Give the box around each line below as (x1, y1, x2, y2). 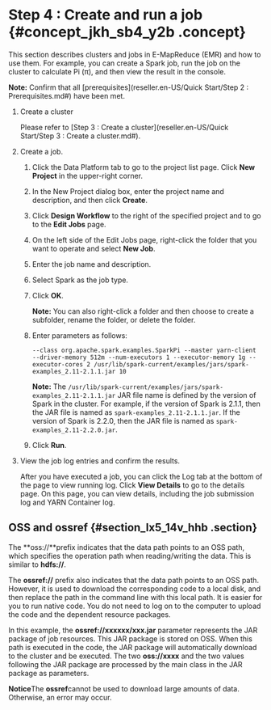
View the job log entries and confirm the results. (19, 455, 180, 466)
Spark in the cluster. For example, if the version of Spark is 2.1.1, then (31, 399, 261, 408)
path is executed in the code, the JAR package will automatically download (8, 642, 257, 652)
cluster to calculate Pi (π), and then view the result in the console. (8, 66, 226, 76)
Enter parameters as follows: (31, 330, 127, 340)
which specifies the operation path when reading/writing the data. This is (8, 551, 252, 560)
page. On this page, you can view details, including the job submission (19, 488, 255, 498)
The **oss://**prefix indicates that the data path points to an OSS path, (8, 542, 245, 552)
